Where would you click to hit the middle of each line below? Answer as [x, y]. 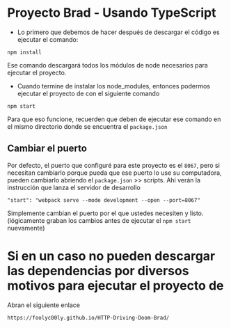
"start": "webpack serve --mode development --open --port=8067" [104, 200]
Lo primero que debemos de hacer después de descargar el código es [119, 32]
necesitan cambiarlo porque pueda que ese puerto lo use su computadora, [114, 173]
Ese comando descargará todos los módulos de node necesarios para [108, 65]
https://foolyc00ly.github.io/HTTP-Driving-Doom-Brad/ [88, 318]
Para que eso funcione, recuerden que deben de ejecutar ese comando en [114, 119]
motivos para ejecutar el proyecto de [115, 285]
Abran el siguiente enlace [43, 305]
